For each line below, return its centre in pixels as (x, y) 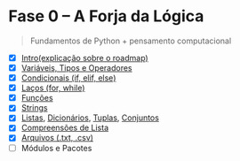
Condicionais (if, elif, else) (68, 78)
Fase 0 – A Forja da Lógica (106, 16)
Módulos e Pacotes (56, 148)
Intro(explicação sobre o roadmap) (84, 57)
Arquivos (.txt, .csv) (57, 138)
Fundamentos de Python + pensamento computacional (131, 41)
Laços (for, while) (53, 88)
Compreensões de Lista (65, 128)
